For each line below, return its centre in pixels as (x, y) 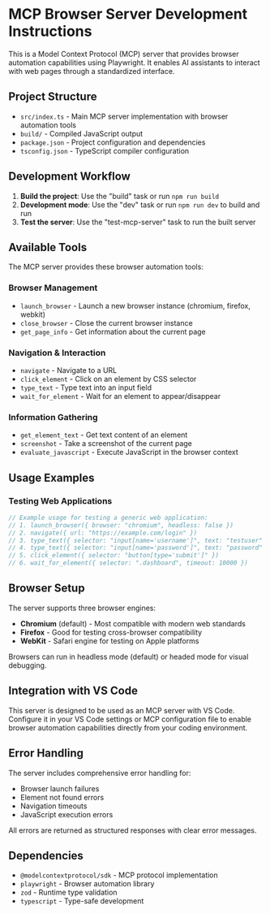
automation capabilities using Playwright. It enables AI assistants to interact (135, 63)
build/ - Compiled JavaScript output (81, 133)
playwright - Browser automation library (87, 884)
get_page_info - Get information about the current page (113, 331)
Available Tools (48, 247)
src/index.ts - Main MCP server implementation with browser (124, 116)
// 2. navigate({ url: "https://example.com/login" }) (103, 533)
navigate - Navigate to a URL (69, 370)
